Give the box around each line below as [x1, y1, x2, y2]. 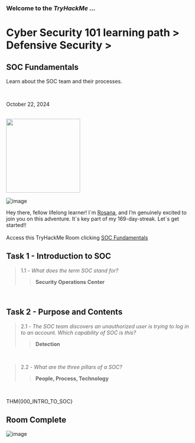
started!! [6, 221, 27, 228]
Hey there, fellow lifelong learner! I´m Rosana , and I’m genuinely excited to [6, 209, 187, 216]
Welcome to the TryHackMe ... [6, 4, 96, 12]
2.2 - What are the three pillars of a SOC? [20, 363, 122, 370]
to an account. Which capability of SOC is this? [20, 329, 136, 336]
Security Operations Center [35, 278, 105, 285]
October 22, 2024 [6, 101, 50, 108]
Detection [35, 340, 60, 347]
